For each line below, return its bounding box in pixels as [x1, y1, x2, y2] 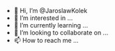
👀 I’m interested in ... [13, 14, 73, 22]
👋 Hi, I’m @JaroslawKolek [13, 7, 88, 14]
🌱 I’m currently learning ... [13, 21, 89, 29]
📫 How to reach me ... [13, 37, 79, 44]
